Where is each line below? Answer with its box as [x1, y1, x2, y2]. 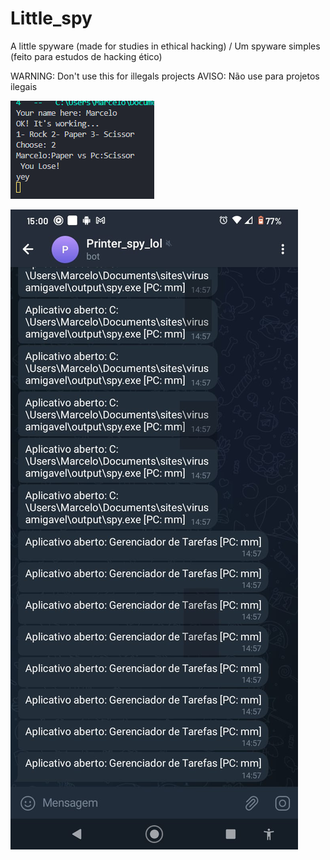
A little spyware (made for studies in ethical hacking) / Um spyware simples [10, 40, 321, 52]
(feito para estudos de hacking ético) [10, 50, 163, 62]
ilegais [10, 80, 38, 92]
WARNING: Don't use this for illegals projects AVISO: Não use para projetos [10, 70, 320, 82]
